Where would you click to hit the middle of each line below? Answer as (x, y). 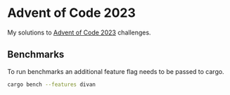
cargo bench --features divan (52, 84)
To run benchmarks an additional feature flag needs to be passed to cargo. (116, 71)
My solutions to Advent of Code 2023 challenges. (79, 32)
